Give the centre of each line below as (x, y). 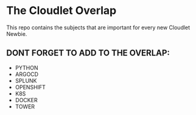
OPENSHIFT (30, 87)
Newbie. (17, 33)
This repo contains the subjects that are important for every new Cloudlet (98, 27)
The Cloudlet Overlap (61, 11)
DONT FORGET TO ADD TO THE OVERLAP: (88, 53)
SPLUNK (26, 80)
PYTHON (26, 68)
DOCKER (26, 100)
